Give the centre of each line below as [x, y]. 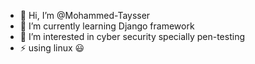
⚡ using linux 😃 [52, 48]
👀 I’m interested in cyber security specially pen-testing [132, 36]
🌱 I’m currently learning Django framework [107, 26]
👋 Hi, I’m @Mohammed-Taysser [85, 15]
